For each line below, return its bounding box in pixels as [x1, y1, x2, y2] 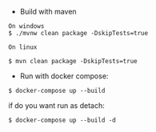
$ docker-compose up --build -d [8, 116, 116, 124]
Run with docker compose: [19, 71, 109, 81]
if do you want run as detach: [8, 101, 106, 110]
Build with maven [19, 7, 78, 16]
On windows [8, 22, 45, 30]
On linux [8, 43, 38, 51]
